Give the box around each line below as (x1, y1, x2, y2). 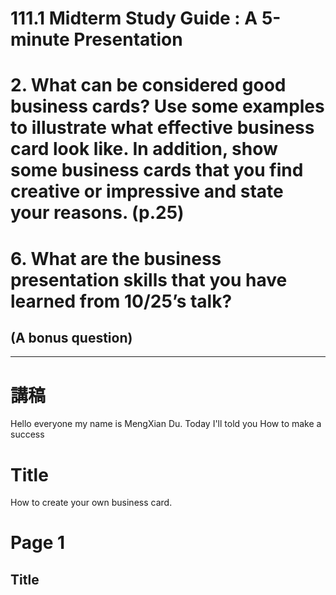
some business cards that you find (10, 159, 304, 182)
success (10, 428, 45, 441)
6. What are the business (10, 247, 222, 270)
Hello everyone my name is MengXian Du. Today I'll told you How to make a (10, 418, 322, 430)
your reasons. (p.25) (10, 202, 185, 224)
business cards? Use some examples (10, 95, 325, 118)
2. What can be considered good (10, 74, 287, 97)
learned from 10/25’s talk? (10, 290, 233, 312)
